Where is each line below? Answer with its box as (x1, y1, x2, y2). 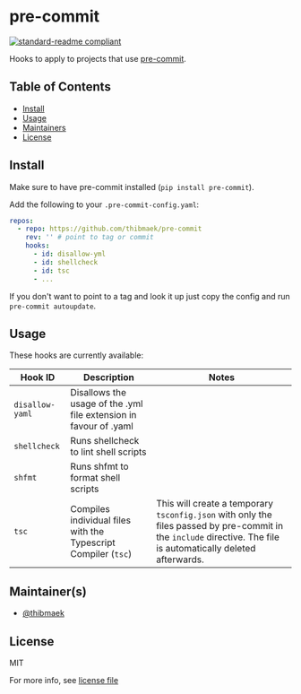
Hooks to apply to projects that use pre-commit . (9, 53, 186, 64)
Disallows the (70, 386, 127, 399)
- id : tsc (32, 266, 70, 275)
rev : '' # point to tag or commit (25, 233, 154, 242)
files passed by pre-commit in (156, 520, 284, 533)
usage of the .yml (70, 397, 143, 410)
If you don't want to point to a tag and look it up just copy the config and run (9, 291, 291, 301)
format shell (70, 472, 121, 484)
